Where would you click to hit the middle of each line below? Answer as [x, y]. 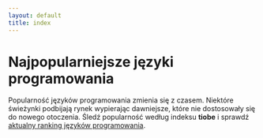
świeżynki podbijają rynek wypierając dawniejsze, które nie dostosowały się [132, 109]
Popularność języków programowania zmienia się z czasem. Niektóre [121, 100]
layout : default [35, 15]
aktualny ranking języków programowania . [77, 125]
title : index [30, 23]
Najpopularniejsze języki [91, 62]
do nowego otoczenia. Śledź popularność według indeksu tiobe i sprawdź [129, 117]
